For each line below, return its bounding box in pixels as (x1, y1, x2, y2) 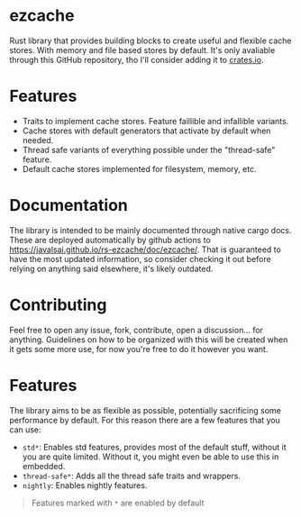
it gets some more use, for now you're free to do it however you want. (9, 343, 269, 354)
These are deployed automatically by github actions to (9, 234, 212, 245)
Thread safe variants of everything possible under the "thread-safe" (22, 144, 276, 155)
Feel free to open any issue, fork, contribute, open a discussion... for (9, 324, 264, 335)
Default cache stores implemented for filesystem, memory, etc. (22, 163, 257, 174)
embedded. (22, 460, 66, 471)
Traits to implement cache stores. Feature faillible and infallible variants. (22, 115, 289, 126)
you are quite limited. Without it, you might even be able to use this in (22, 451, 279, 462)
